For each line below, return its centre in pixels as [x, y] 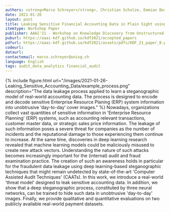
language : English [25, 62]
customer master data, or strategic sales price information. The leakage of [83, 124]
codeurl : [14, 47]
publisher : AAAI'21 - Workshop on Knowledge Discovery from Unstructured [85, 33]
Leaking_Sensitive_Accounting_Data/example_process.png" [68, 86]
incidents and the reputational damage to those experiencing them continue [84, 134]
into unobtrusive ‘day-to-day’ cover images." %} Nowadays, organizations [82, 108]
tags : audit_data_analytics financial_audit [53, 66]
